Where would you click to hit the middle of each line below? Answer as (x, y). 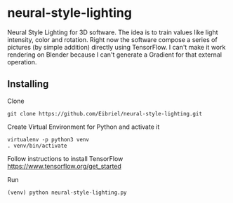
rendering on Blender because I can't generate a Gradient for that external (115, 55)
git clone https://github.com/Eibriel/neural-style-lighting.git (105, 113)
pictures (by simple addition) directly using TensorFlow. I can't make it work (116, 47)
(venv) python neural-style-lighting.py (67, 192)
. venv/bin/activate (38, 146)
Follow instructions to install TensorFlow (65, 158)
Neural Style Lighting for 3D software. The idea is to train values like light (113, 32)
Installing (28, 84)
